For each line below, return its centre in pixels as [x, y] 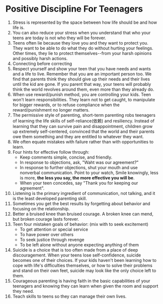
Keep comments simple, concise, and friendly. [66, 157]
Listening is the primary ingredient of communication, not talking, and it [84, 193]
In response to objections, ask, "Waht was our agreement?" [79, 162]
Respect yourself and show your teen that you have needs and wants [81, 68]
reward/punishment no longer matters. [51, 110]
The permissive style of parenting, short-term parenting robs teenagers [84, 115]
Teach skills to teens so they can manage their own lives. [69, 296]
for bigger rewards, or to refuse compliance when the [66, 105]
